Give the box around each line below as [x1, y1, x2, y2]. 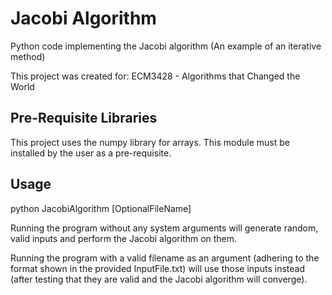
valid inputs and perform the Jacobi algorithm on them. [10, 232, 238, 244]
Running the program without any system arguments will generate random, [10, 222, 319, 234]
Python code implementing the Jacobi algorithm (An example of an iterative [10, 40, 322, 52]
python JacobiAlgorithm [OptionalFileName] [10, 202, 192, 214]
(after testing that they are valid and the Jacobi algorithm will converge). [10, 273, 308, 285]
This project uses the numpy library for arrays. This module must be [10, 136, 291, 148]
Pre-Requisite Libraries [10, 110, 158, 127]
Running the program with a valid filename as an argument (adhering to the [10, 252, 320, 264]
